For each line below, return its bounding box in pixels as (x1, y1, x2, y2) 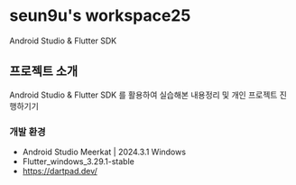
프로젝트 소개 (9, 64, 79, 79)
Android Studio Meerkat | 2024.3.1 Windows (22, 146, 187, 158)
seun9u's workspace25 (9, 5, 191, 26)
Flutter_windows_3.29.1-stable (22, 156, 135, 167)
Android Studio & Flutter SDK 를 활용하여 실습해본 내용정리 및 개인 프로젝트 (9, 89, 278, 100)
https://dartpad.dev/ (22, 166, 97, 177)
